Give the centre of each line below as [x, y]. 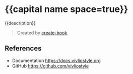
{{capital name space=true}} [66, 9]
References [23, 48]
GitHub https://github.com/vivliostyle [50, 65]
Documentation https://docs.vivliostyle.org [56, 60]
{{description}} [20, 23]
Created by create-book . [43, 32]
